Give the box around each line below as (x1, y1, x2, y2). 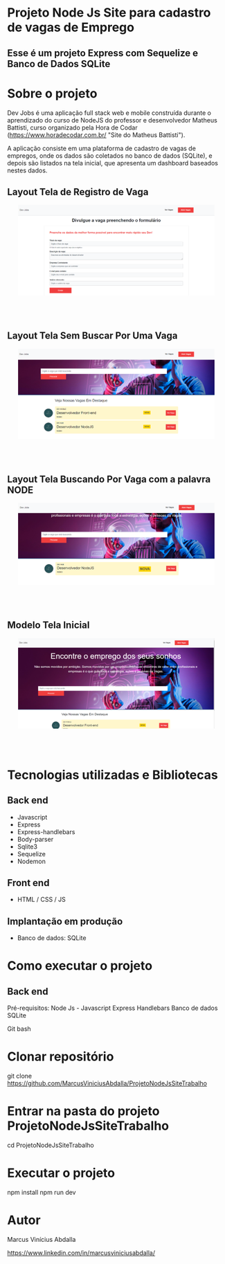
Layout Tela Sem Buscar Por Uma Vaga (7, 330, 178, 342)
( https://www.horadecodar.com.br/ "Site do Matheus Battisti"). (7, 130, 186, 139)
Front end (7, 877, 50, 889)
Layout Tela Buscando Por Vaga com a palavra (7, 473, 211, 485)
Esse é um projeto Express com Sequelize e (7, 47, 199, 59)
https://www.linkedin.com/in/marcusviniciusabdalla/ (7, 1248, 156, 1257)
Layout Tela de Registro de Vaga (7, 186, 149, 198)
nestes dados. (7, 166, 48, 174)
